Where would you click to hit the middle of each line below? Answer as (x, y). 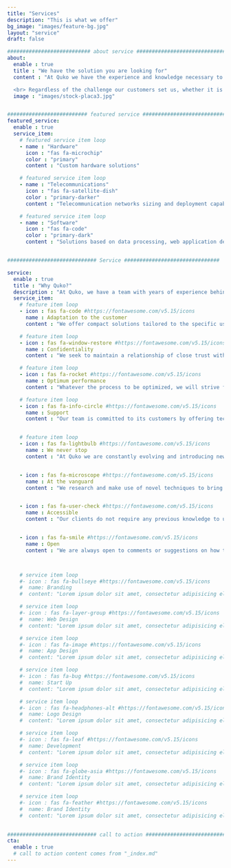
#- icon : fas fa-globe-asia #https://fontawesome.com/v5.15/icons (118, 771)
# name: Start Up (46, 683)
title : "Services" (33, 13)
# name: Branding (46, 588)
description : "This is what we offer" (63, 20)
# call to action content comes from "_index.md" (86, 854)
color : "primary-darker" (62, 197)
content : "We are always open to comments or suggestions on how (122, 550)
